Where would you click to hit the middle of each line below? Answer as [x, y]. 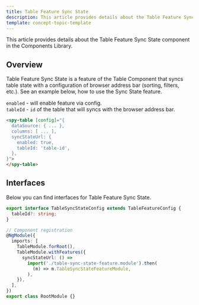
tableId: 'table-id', [43, 148]
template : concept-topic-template [49, 23]
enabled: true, [36, 142]
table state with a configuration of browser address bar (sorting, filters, [93, 85]
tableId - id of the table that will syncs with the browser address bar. [91, 109]
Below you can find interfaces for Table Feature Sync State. [79, 197]
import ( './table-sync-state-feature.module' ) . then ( [93, 263]
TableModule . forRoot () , [46, 247]
